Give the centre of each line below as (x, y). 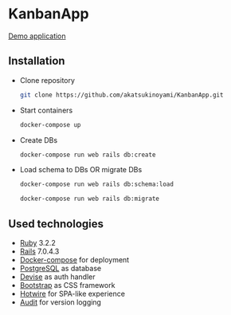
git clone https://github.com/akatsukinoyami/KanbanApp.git (121, 95)
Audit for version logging (61, 302)
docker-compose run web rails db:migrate (90, 199)
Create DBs (39, 140)
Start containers (46, 110)
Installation (37, 61)
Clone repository (47, 80)
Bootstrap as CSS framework (67, 285)
